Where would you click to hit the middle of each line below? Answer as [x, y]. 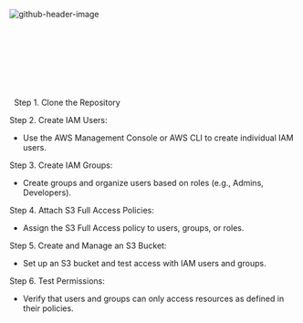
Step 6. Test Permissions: [57, 281]
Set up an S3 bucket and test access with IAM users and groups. [144, 263]
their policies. [48, 308]
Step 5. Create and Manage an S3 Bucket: [88, 245]
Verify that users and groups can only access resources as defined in [153, 298]
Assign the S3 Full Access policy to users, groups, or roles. [133, 228]
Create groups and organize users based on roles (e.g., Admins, [143, 183]
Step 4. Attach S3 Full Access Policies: [82, 210]
